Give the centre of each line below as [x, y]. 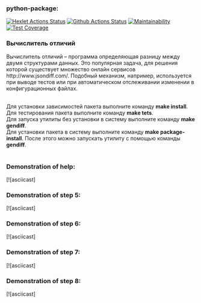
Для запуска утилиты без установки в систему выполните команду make [101, 119]
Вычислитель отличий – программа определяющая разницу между [93, 56]
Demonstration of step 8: [44, 281]
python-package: [32, 8]
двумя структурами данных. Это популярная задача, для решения [92, 63]
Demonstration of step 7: [43, 252]
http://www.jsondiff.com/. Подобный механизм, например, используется [99, 76]
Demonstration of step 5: [44, 195]
